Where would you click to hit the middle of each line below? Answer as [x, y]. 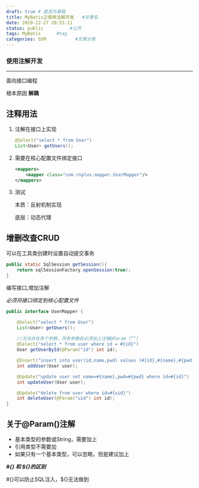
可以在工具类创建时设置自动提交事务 [50, 253]
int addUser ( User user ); [47, 366]
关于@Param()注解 [41, 424]
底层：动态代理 [33, 218]
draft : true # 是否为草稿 [36, 12]
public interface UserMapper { [45, 311]
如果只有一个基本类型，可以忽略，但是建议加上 [72, 454]
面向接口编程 [22, 81]
